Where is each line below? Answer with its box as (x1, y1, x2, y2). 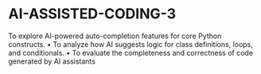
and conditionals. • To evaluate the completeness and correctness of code (8, 48, 253, 57)
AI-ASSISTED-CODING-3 (8, 5, 177, 23)
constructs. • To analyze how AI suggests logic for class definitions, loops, (8, 39, 253, 49)
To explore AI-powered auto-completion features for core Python (8, 31, 222, 41)
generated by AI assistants (8, 56, 95, 66)
